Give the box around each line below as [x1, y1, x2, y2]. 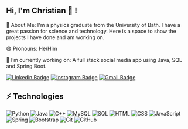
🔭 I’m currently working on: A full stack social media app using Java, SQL [6, 56, 183, 63]
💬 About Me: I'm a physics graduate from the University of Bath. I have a [6, 21, 180, 28]
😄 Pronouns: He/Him [6, 45, 57, 52]
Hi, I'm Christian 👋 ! [6, 6, 78, 16]
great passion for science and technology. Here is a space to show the [6, 27, 177, 34]
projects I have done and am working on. [6, 33, 105, 41]
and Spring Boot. [6, 62, 47, 69]
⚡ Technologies [6, 92, 64, 102]
